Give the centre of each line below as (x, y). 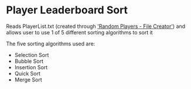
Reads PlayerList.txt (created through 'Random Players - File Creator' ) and (96, 26)
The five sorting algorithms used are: (51, 44)
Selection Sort (32, 55)
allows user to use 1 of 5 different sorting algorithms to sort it (80, 32)
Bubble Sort (29, 61)
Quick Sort (28, 73)
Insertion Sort (31, 67)
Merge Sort (28, 80)
